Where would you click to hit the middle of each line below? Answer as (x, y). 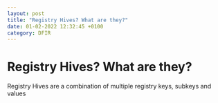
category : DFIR (29, 33)
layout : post (26, 13)
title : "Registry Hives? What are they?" (68, 20)
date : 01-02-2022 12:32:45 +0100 (55, 26)
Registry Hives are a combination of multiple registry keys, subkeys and (109, 86)
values (17, 93)
